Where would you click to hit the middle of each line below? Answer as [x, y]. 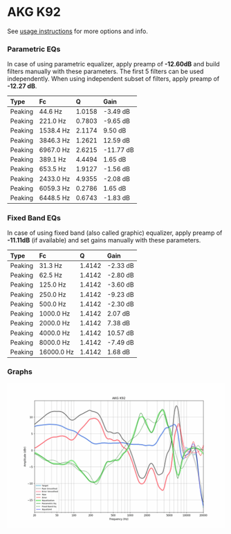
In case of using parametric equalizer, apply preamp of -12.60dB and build [113, 64]
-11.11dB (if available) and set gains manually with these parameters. [104, 240]
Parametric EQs [34, 49]
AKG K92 [34, 12]
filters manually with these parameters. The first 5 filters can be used [105, 71]
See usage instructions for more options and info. [78, 31]
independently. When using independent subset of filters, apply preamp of [113, 79]
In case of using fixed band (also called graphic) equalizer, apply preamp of [115, 233]
